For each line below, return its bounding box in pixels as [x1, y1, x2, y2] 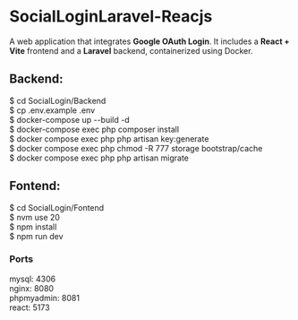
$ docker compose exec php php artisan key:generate [9, 133, 209, 144]
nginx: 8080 [9, 282, 55, 293]
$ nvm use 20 [9, 212, 61, 222]
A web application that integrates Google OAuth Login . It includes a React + [9, 36, 290, 47]
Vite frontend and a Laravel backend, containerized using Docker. [9, 45, 253, 56]
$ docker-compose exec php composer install [9, 124, 180, 134]
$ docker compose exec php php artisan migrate [9, 152, 190, 163]
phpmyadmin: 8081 [9, 292, 81, 303]
